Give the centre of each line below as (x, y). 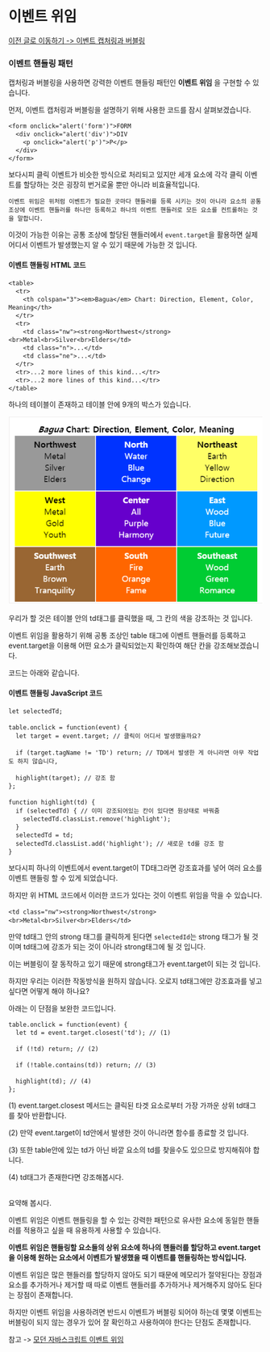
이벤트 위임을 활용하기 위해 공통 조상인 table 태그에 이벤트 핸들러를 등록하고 (127, 635)
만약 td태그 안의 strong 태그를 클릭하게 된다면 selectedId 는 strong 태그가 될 (129, 937)
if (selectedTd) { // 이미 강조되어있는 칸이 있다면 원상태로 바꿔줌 (118, 811)
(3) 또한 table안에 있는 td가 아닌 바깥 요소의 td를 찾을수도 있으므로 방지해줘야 (130, 1150)
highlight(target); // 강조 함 (65, 778)
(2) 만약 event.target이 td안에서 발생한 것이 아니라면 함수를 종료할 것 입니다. (129, 1133)
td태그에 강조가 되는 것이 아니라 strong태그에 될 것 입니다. (114, 947)
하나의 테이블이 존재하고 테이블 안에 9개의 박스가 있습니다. (100, 404)
